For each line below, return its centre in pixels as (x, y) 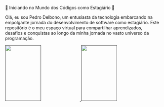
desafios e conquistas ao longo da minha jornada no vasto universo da (77, 33)
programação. (20, 38)
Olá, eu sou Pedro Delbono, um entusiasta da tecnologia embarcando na (79, 17)
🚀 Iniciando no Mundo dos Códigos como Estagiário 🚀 (60, 8)
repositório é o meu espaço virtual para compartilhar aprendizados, (74, 28)
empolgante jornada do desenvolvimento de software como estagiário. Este (82, 23)
